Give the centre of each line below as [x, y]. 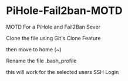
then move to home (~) [34, 49]
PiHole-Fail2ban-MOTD [64, 11]
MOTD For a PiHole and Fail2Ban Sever [53, 27]
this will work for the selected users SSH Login [63, 72]
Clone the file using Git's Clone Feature [53, 38]
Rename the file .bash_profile [41, 61]
